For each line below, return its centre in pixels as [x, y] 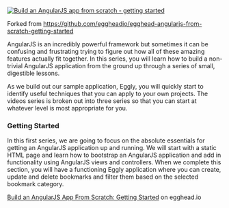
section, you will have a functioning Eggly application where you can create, [114, 170]
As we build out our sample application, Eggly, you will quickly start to [105, 86]
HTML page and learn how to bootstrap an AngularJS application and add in [114, 155]
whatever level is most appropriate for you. [67, 108]
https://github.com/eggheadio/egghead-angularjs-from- [123, 24]
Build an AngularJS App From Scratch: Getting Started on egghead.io [104, 197]
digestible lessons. [33, 73]
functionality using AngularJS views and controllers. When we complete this [114, 162]
